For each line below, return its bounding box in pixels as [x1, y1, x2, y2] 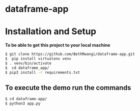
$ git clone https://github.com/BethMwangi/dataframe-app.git [5, 52, 135, 57]
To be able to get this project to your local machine [5, 42, 111, 48]
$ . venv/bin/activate [5, 60, 52, 66]
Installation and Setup [5, 26, 97, 37]
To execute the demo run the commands [5, 83, 131, 92]
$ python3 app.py [5, 101, 41, 106]
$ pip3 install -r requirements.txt [5, 70, 80, 75]
